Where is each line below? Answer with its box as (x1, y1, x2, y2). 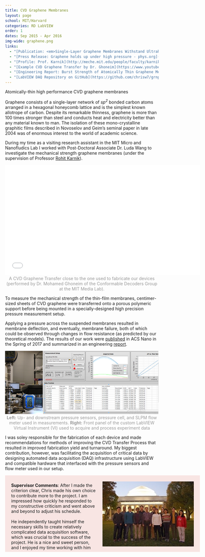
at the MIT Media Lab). (59, 286, 105, 291)
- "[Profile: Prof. (9, 59, 49, 64)
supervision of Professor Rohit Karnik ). (5, 155, 83, 161)
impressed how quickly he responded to (11, 498, 92, 504)
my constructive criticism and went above (11, 503, 95, 509)
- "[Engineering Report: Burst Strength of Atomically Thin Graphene (9, 70, 153, 75)
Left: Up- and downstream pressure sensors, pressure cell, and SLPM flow (6, 414, 157, 420)
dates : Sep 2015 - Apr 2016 (5, 34, 62, 39)
